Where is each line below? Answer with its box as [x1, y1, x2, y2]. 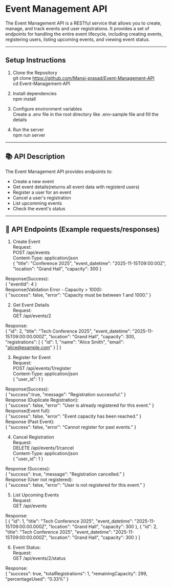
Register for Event [12, 354, 51, 361]
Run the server [12, 126, 45, 133]
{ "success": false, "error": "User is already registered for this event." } [5, 402, 155, 408]
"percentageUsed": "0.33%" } [5, 576, 69, 582]
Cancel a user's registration [12, 194, 71, 201]
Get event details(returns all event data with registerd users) [12, 184, 140, 190]
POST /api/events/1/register [12, 365, 72, 372]
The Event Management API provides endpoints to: [5, 168, 113, 175]
